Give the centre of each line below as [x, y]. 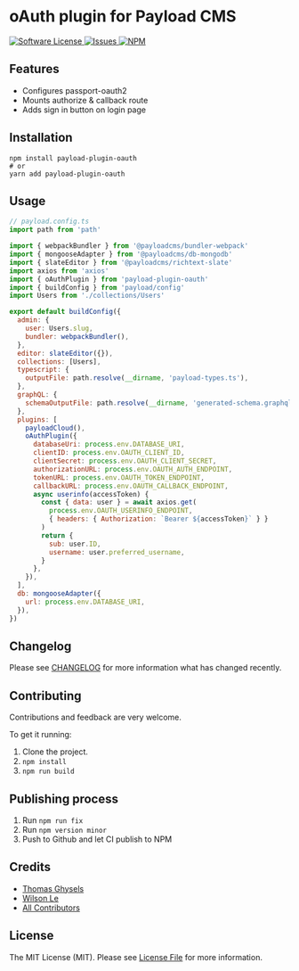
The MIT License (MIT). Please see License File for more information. [136, 957]
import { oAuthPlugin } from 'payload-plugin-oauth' [109, 279]
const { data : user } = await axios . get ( [119, 502]
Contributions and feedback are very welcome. [96, 717]
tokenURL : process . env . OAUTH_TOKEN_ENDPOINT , [118, 477]
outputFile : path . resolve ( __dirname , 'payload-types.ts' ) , [137, 378]
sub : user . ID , [75, 544]
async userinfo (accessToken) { [91, 494]
